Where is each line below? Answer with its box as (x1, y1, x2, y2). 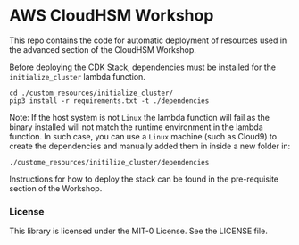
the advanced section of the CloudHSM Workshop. (9, 44, 196, 55)
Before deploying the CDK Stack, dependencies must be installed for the (9, 62, 277, 72)
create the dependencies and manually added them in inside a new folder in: (9, 140, 291, 151)
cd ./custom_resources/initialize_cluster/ (9, 89, 174, 97)
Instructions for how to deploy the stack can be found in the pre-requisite (9, 173, 279, 184)
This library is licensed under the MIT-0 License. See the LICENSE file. (9, 225, 268, 237)
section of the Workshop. (9, 182, 103, 193)
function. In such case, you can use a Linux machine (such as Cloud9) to (9, 131, 278, 141)
